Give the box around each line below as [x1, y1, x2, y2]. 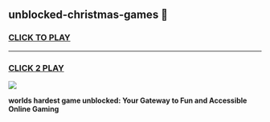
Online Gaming [8, 104, 59, 113]
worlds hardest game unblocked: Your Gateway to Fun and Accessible [8, 96, 247, 105]
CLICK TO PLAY [8, 32, 71, 43]
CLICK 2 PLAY [8, 62, 64, 73]
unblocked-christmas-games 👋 [8, 8, 169, 22]
